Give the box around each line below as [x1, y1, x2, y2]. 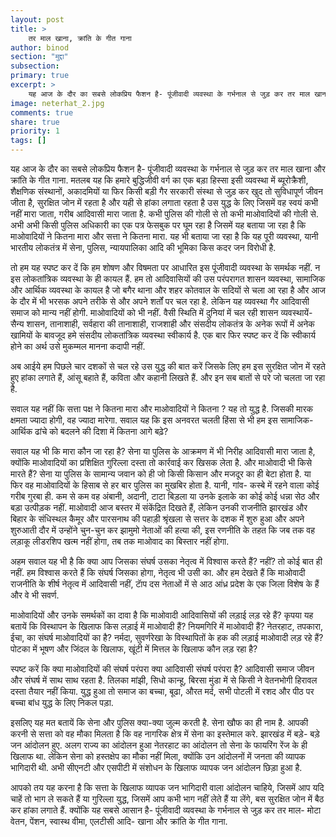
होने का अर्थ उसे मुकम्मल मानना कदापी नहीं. [10, 341, 146, 352]
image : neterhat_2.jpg [10, 98, 105, 108]
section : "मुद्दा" [10, 52, 69, 62]
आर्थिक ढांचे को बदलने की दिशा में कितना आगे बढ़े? [10, 426, 169, 437]
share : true [10, 117, 60, 127]
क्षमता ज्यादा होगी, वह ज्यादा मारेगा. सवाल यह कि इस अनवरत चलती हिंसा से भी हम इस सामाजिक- [10, 414, 314, 426]
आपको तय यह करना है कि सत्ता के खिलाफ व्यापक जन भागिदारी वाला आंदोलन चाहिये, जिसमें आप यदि [10, 782, 325, 793]
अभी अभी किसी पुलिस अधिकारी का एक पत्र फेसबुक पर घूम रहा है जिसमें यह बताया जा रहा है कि [10, 219, 307, 231]
